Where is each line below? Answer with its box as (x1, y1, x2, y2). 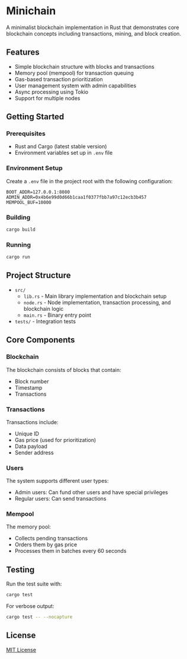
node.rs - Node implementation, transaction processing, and (23, 298, 171, 306)
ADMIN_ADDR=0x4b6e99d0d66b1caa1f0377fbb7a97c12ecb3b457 (6, 194, 147, 200)
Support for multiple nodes (14, 94, 80, 101)
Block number (14, 378, 49, 385)
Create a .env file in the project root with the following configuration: (6, 177, 173, 184)
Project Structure (6, 270, 71, 281)
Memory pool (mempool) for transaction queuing (14, 69, 134, 77)
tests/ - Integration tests (14, 317, 76, 324)
